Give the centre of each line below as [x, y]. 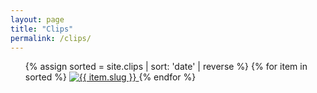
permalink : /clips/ [51, 38]
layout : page [37, 19]
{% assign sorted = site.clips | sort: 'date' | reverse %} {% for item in [166, 67]
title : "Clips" [42, 29]
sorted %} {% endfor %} [110, 77]
